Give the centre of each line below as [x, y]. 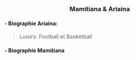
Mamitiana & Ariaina [100, 9]
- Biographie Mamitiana [34, 50]
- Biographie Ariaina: [31, 23]
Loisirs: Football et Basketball [56, 37]
